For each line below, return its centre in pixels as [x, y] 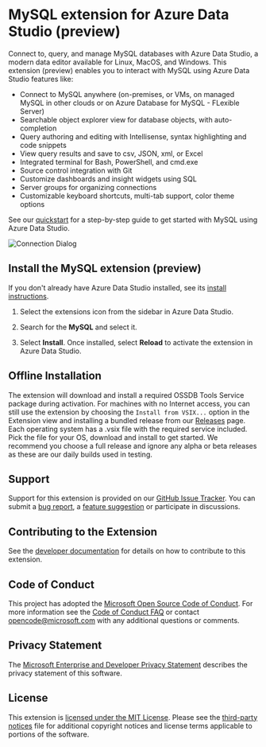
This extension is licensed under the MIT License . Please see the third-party [133, 717]
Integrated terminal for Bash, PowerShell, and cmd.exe [109, 161]
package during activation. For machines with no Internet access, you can [129, 403]
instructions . [29, 296]
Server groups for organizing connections [88, 187]
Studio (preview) [64, 31]
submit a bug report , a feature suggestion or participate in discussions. [124, 507]
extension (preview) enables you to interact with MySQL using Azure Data [129, 70]
